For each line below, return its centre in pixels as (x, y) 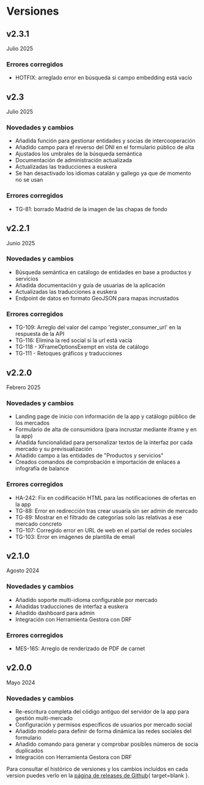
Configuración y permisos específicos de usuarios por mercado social (104, 725)
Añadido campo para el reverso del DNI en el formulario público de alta (104, 147)
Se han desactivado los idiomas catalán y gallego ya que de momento (103, 173)
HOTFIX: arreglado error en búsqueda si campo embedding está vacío (104, 78)
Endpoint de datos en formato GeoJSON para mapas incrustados (97, 298)
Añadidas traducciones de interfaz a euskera (71, 606)
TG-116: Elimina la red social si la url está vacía (74, 340)
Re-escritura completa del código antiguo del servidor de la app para (102, 712)
